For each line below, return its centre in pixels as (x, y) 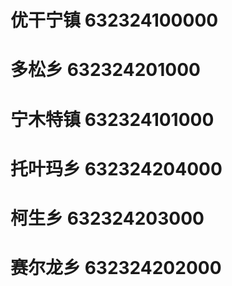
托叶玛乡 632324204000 (116, 168)
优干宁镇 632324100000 (114, 20)
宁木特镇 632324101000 (112, 119)
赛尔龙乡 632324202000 (116, 268)
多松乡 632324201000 (105, 70)
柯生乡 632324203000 (107, 218)
